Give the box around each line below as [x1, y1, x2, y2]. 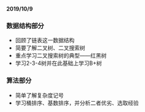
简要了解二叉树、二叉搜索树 [15, 44, 86, 51]
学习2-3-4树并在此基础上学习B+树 [15, 59, 102, 67]
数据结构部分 [6, 21, 45, 30]
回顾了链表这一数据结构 [15, 37, 75, 44]
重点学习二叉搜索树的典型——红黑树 [15, 52, 107, 59]
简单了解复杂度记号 [15, 91, 64, 99]
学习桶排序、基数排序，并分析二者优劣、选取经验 [15, 99, 139, 106]
